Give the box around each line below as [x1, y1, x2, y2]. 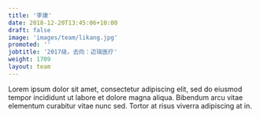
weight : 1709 [8, 56, 51, 64]
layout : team [8, 63, 51, 71]
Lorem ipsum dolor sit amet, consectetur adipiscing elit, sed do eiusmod [8, 84, 243, 94]
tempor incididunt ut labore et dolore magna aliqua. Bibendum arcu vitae [8, 92, 243, 102]
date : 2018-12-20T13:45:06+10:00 [8, 19, 118, 27]
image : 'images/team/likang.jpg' [8, 33, 118, 42]
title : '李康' [8, 11, 53, 20]
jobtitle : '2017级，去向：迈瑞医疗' [8, 48, 118, 56]
